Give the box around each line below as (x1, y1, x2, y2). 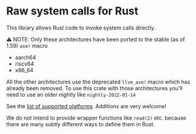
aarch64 (14, 53, 36, 61)
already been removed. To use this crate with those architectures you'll (6, 84, 183, 91)
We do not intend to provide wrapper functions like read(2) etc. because (6, 114, 187, 121)
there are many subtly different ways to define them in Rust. (6, 120, 155, 127)
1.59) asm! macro (6, 42, 48, 49)
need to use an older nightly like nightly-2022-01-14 (6, 91, 136, 98)
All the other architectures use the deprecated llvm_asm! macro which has (6, 78, 191, 85)
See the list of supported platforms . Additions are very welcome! (6, 102, 167, 109)
